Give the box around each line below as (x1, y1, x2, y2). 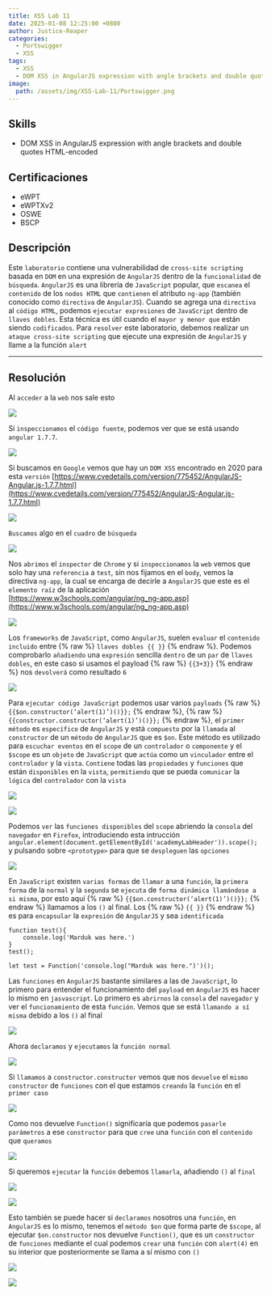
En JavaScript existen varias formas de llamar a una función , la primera (8, 876, 248, 886)
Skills (8, 116, 36, 130)
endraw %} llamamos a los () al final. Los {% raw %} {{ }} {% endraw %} (8, 902, 256, 912)
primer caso (8, 1089, 48, 1097)
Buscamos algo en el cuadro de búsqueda (8, 527, 137, 538)
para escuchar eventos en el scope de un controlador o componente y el (8, 741, 242, 751)
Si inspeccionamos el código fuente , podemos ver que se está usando (8, 423, 240, 433)
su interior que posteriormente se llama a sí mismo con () (8, 1246, 200, 1256)
